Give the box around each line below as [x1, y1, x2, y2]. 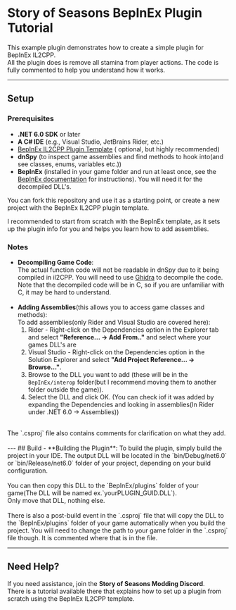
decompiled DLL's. [17, 182, 72, 191]
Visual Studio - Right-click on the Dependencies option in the [27, 347, 205, 356]
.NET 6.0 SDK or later [17, 130, 81, 138]
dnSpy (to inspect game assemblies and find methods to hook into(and [17, 152, 223, 161]
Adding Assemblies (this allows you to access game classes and [17, 303, 205, 311]
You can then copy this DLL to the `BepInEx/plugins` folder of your [7, 481, 199, 490]
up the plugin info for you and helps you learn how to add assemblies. [7, 224, 209, 233]
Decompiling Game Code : [17, 258, 94, 266]
